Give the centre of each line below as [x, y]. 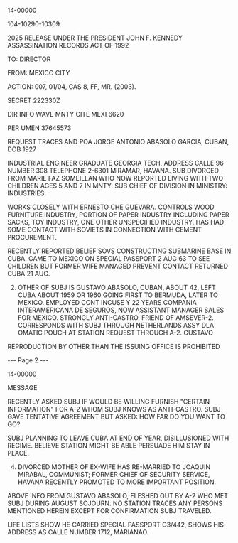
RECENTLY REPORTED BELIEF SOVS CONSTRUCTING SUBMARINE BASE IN [119, 251]
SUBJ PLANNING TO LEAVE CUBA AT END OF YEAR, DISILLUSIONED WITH [118, 438]
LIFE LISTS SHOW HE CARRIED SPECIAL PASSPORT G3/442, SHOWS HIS [115, 525]
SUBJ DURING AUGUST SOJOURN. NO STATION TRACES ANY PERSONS [115, 503]
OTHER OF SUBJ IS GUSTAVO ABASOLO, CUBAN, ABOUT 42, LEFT [117, 287]
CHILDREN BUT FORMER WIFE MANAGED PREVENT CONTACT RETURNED [118, 266]
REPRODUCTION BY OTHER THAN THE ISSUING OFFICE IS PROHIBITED [114, 346]
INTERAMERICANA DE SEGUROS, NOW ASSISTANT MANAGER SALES [121, 310]
